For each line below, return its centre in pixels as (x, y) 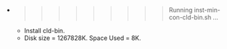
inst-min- (207, 10)
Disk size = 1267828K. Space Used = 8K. (83, 38)
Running (181, 10)
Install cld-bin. (44, 31)
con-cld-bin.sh (190, 17)
